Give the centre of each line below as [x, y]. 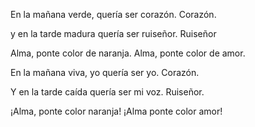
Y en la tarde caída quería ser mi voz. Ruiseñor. [107, 92]
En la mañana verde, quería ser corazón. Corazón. [113, 14]
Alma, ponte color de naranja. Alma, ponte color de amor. [128, 53]
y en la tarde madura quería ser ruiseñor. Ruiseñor [113, 33]
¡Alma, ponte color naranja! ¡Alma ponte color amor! [116, 111]
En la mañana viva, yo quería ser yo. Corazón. [105, 72]
